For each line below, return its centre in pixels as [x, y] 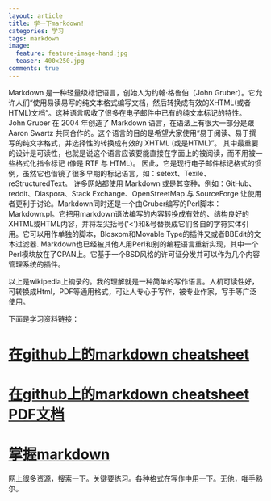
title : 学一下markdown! [46, 23]
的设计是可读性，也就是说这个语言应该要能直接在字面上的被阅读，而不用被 [132, 153]
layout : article [35, 16]
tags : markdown [34, 38]
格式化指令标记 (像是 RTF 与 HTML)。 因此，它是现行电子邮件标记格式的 [135, 163]
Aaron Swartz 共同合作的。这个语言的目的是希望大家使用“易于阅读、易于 [129, 133]
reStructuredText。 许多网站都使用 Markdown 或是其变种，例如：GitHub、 [132, 183]
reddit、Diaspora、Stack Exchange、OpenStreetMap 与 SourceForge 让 [128, 193]
